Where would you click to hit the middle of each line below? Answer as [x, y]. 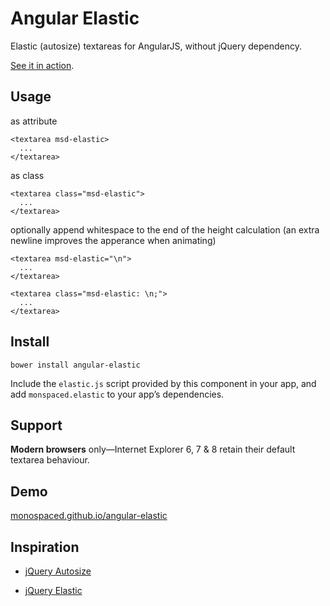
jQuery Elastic [53, 590]
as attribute [34, 121]
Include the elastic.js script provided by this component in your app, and [163, 383]
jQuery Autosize [58, 571]
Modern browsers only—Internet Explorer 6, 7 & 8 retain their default [153, 449]
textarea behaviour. [50, 460]
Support [36, 425]
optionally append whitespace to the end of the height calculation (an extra [165, 229]
